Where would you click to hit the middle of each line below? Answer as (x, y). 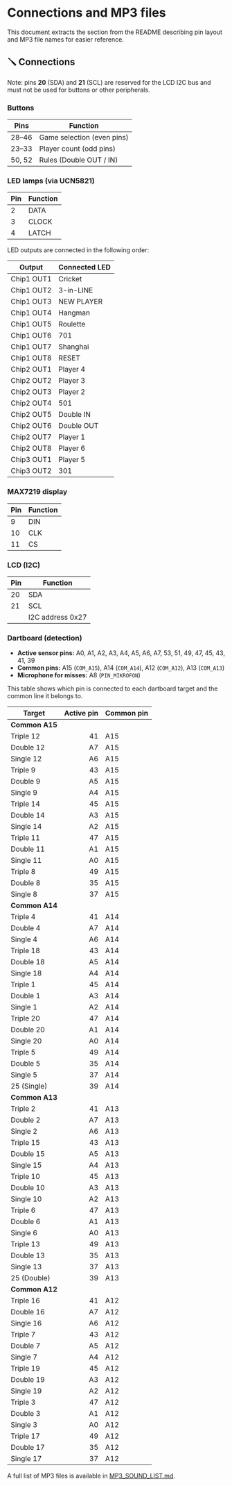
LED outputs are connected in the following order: (78, 250)
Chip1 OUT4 (31, 313)
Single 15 (26, 1165)
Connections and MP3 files (87, 13)
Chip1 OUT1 (31, 279)
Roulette (72, 324)
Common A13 (34, 1098)
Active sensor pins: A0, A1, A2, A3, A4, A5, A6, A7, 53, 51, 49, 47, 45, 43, (121, 653)
